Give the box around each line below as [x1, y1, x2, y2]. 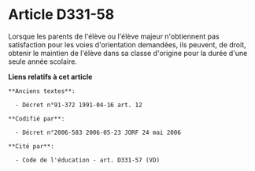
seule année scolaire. [8, 57, 77, 66]
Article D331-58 [8, 6, 115, 24]
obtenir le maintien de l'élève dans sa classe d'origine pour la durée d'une [8, 48, 248, 58]
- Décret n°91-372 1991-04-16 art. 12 [15, 101, 143, 109]
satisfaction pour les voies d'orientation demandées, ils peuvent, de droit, [8, 39, 246, 49]
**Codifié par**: [8, 114, 65, 123]
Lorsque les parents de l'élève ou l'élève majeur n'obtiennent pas [8, 32, 220, 41]
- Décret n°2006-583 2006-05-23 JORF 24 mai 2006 [15, 128, 181, 136]
